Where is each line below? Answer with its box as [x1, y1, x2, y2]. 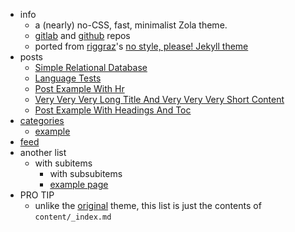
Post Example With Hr [34, 83, 125, 94]
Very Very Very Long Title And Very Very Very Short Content [34, 94, 285, 105]
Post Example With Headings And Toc [34, 104, 192, 116]
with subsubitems [49, 168, 123, 179]
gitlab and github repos [34, 30, 131, 41]
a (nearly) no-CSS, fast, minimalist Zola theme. [34, 19, 228, 31]
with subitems [34, 157, 93, 169]
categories [19, 115, 65, 126]
